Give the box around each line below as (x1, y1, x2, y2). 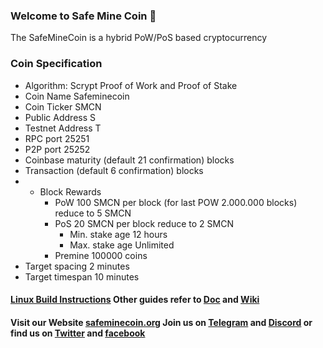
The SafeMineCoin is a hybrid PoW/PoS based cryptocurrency (10, 32, 268, 44)
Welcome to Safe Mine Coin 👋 (10, 9, 157, 23)
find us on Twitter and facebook (10, 327, 146, 339)
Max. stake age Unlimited (69, 239, 175, 251)
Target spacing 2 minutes (24, 260, 130, 272)
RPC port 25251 (24, 132, 90, 144)
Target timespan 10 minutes (24, 270, 140, 283)
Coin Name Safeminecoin (24, 90, 130, 102)
